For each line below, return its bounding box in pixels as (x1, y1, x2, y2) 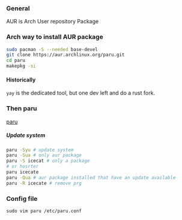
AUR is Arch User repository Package (6, 18, 99, 25)
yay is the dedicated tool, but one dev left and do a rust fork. (6, 89, 155, 97)
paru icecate (6, 169, 39, 175)
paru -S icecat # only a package (6, 158, 90, 164)
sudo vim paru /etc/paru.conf (6, 208, 82, 214)
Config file (6, 194, 38, 203)
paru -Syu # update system (6, 147, 74, 153)
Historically (6, 76, 36, 83)
